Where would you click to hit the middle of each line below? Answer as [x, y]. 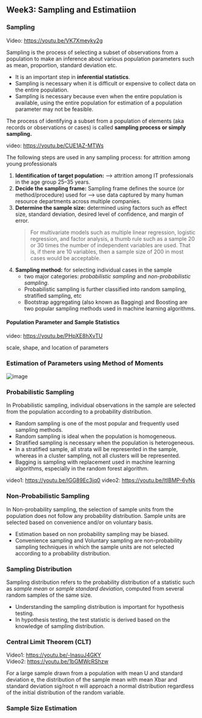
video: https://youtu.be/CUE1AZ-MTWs [55, 146]
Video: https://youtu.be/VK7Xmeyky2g [55, 40]
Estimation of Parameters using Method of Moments [85, 363]
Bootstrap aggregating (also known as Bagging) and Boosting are [106, 302]
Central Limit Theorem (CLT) [49, 642]
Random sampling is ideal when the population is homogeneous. [96, 437]
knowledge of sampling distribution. [60, 626]
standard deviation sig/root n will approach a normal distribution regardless [100, 686]
